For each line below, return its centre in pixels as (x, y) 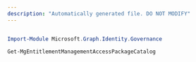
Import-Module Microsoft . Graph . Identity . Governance (85, 39)
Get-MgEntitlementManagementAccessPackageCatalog (82, 52)
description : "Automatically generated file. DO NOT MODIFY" (99, 14)
